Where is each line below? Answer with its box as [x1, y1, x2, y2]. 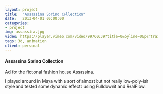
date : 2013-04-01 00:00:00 [5, 16, 64, 21]
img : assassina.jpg [5, 30, 45, 34]
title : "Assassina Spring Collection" [5, 12, 86, 16]
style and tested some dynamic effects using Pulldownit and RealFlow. [5, 83, 146, 89]
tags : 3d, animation [5, 39, 47, 44]
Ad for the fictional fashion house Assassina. [5, 69, 95, 75]
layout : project [5, 7, 38, 12]
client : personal [5, 43, 40, 48]
